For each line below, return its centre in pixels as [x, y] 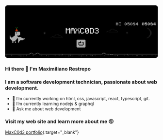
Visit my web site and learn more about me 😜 [59, 122]
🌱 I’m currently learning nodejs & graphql [53, 104]
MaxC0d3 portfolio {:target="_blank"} [42, 132]
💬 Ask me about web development [46, 109]
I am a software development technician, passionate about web [81, 82]
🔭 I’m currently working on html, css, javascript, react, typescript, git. [81, 99]
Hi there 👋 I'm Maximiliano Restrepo [48, 69]
